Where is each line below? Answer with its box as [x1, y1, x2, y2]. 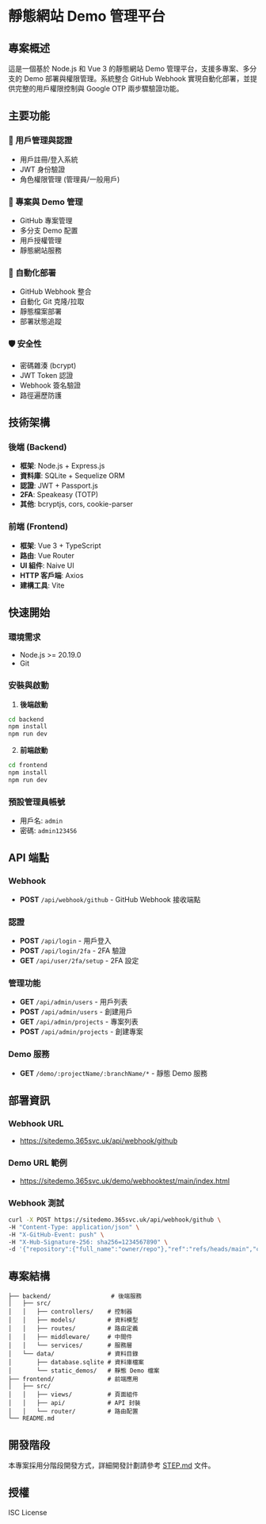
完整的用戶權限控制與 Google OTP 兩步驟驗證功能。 [14, 84, 184, 93]
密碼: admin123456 [19, 826, 78, 835]
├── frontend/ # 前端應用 [8, 1375, 139, 1383]
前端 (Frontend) [8, 521, 69, 532]
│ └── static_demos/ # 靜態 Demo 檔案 [8, 1367, 160, 1375]
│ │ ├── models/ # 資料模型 [8, 1316, 139, 1325]
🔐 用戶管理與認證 [8, 135, 73, 146]
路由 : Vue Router [19, 550, 75, 560]
